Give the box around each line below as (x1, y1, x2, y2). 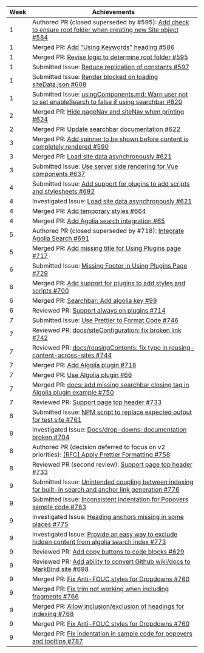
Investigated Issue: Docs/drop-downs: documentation (32, 425, 187, 433)
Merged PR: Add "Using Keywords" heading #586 (32, 43, 175, 51)
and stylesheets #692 (32, 188, 95, 195)
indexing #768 (32, 610, 74, 618)
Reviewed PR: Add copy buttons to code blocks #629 (32, 547, 185, 556)
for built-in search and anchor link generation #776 (32, 486, 180, 493)
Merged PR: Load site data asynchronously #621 (32, 152, 172, 160)
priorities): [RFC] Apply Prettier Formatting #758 (32, 450, 171, 459)
